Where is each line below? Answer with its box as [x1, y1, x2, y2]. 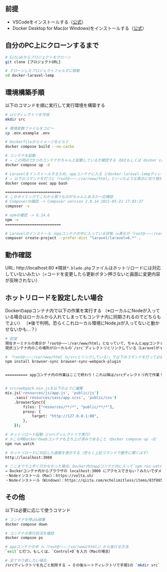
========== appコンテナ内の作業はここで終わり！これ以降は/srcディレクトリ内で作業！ [5, 372, 164, 378]
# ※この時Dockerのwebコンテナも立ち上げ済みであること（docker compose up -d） [5, 436, 159, 442]
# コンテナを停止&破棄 [5, 517, 46, 522]
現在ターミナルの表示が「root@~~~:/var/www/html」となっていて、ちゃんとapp [5, 341, 149, 346]
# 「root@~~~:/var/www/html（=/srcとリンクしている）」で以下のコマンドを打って [5, 354, 157, 359]
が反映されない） [5, 278, 40, 284]
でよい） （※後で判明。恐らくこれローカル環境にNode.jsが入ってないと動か [5, 320, 160, 326]
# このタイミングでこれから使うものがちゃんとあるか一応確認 [5, 194, 113, 200]
